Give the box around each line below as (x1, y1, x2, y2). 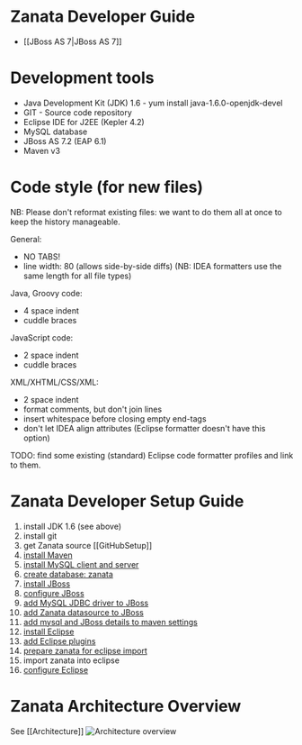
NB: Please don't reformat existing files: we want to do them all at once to (10, 206, 282, 217)
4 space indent (22, 304, 80, 316)
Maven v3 (22, 145, 61, 156)
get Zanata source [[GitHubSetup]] (22, 540, 153, 550)
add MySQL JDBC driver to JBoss (22, 597, 149, 608)
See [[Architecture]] (10, 725, 84, 736)
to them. (10, 459, 41, 470)
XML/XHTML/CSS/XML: (10, 377, 100, 387)
